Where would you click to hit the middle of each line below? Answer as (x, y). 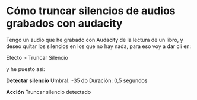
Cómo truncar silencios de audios (91, 11)
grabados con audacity (64, 23)
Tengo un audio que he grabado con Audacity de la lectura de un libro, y (95, 40)
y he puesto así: (26, 69)
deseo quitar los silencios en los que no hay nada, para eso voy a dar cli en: (99, 46)
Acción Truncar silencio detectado (49, 92)
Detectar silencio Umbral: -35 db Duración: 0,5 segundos (77, 80)
